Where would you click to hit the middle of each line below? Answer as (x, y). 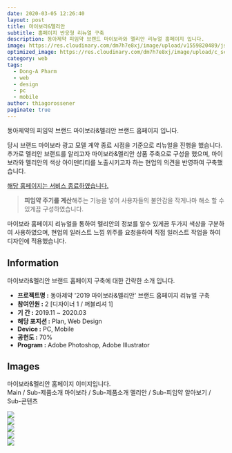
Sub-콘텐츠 (22, 401)
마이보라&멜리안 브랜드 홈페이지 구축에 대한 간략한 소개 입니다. (91, 280)
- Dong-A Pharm (35, 71)
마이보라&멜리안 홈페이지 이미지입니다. (59, 384)
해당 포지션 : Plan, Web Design (59, 321)
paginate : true (29, 110)
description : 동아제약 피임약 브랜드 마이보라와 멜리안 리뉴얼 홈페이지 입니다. (106, 39)
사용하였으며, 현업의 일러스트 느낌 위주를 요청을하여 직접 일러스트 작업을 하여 (117, 232)
